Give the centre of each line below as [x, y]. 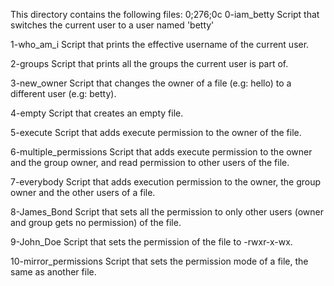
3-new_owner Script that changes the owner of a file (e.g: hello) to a [151, 83]
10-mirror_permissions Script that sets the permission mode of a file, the [159, 261]
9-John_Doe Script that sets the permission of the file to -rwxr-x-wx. [151, 242]
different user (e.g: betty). [63, 93]
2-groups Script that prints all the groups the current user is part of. [149, 63]
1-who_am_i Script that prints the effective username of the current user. [160, 44]
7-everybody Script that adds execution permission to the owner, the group [166, 182]
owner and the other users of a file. [83, 192]
